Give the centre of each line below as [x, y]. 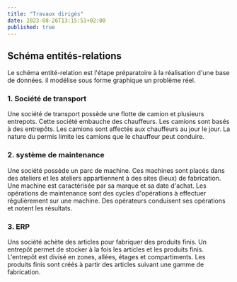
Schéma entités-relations [65, 56]
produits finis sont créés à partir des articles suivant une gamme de [106, 265]
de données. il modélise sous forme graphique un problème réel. [102, 80]
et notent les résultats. [40, 208]
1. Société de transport [47, 98]
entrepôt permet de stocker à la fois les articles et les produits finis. [105, 249]
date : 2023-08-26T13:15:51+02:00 [57, 21]
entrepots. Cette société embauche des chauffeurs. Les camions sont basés [118, 122]
